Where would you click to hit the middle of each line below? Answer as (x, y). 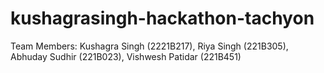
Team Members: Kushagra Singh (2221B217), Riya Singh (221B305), (149, 46)
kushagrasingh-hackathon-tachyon (162, 18)
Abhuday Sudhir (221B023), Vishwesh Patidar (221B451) (126, 56)
